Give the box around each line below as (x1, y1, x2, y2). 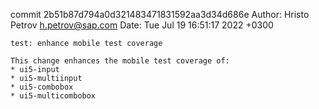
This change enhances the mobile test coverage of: (10, 56, 230, 66)
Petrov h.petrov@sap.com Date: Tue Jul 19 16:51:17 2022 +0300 (10, 19, 274, 31)
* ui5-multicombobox (10, 91, 97, 101)
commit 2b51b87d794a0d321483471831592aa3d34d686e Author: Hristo (10, 9, 310, 20)
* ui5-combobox (10, 82, 74, 92)
